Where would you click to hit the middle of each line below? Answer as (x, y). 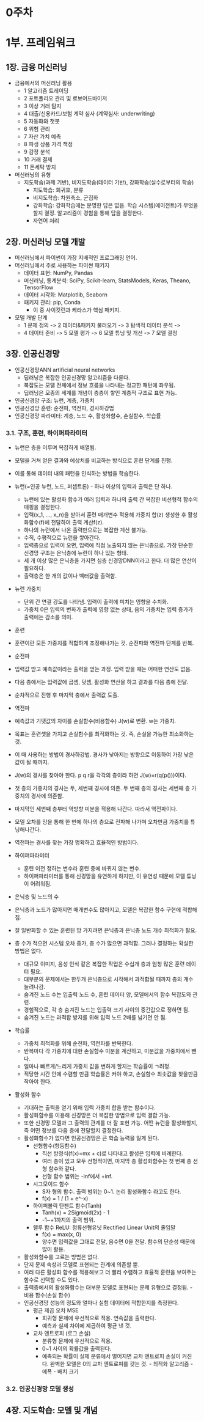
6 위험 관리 (37, 129)
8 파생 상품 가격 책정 (48, 144)
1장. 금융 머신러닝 (37, 67)
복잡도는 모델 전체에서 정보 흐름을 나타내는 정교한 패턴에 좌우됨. (99, 385)
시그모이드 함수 (51, 1184)
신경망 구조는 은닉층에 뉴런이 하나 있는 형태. (76, 553)
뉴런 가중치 (28, 589)
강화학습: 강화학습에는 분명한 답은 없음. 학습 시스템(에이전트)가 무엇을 (115, 205)
